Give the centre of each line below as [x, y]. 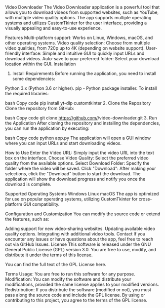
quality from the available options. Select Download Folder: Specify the [77, 163]
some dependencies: [34, 79]
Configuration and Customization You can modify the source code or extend [83, 214]
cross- [145, 199]
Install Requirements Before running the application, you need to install [84, 73]
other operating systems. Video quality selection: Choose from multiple [78, 43]
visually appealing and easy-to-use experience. [54, 28]
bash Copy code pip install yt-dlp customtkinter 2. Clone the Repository [78, 103]
